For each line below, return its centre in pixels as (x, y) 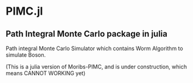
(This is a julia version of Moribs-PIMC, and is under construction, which (96, 67)
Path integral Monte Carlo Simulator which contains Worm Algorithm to (94, 48)
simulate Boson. (26, 55)
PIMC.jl (24, 11)
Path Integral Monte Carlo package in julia (87, 34)
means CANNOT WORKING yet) (46, 73)
